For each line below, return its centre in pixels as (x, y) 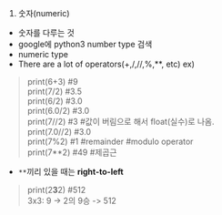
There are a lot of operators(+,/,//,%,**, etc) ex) (106, 64)
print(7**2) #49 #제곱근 (72, 152)
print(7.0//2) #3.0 (59, 132)
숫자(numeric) (44, 13)
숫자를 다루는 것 (46, 33)
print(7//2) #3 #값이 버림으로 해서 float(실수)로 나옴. (121, 122)
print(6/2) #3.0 (55, 101)
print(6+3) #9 (53, 82)
